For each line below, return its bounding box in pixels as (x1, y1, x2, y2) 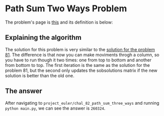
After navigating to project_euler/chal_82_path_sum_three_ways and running (5, 100, 160, 106)
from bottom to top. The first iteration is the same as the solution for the (5, 62, 150, 68)
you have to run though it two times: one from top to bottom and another (5, 57, 152, 63)
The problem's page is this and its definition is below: (5, 19, 113, 25)
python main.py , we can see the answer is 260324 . (5, 105, 106, 111)
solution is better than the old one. (5, 72, 75, 79)
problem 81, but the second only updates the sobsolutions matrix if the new (5, 67, 158, 73)
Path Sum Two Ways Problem (5, 3, 127, 14)
